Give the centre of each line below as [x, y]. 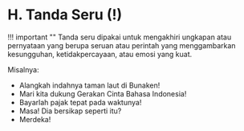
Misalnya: [23, 69]
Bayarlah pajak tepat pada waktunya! [80, 102]
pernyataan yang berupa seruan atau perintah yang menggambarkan [122, 45]
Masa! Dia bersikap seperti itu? [70, 111]
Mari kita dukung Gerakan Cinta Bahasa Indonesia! [103, 93]
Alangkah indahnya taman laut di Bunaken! [89, 85]
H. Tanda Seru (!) [65, 15]
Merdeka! [35, 119]
